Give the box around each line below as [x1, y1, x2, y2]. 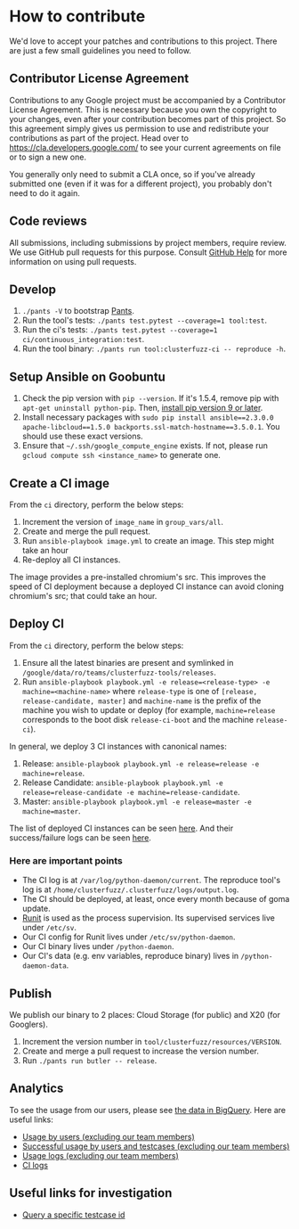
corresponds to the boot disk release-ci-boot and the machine [21, 714, 255, 725]
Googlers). [9, 1019, 49, 1029]
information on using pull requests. [9, 256, 137, 266]
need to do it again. [9, 187, 80, 198]
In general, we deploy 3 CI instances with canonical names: [9, 741, 227, 751]
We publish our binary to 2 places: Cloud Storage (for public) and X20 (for [9, 1009, 280, 1020]
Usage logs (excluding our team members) [21, 1150, 180, 1160]
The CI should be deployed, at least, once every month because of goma [21, 894, 290, 905]
